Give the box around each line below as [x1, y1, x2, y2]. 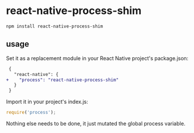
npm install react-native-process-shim [6, 23, 103, 29]
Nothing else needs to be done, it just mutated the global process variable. [6, 120, 186, 127]
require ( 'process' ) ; [6, 110, 57, 116]
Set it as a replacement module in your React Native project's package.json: [6, 54, 189, 62]
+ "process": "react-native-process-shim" [6, 77, 119, 83]
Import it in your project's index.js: [6, 98, 89, 106]
